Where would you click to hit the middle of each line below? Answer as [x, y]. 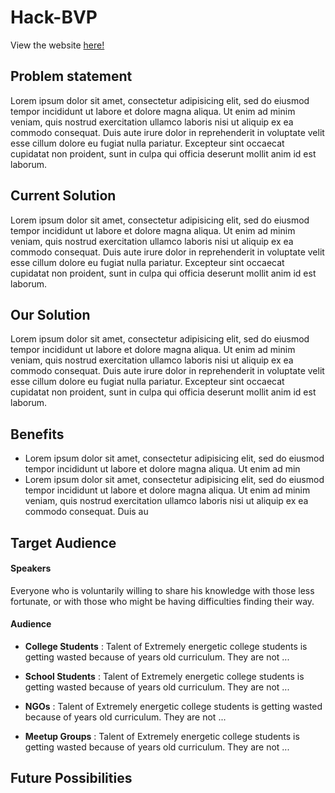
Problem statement [71, 76]
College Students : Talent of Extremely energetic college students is [166, 646]
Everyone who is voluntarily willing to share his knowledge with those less [162, 590]
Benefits [37, 434]
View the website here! [57, 45]
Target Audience [63, 542]
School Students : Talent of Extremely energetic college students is [164, 676]
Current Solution [63, 196]
